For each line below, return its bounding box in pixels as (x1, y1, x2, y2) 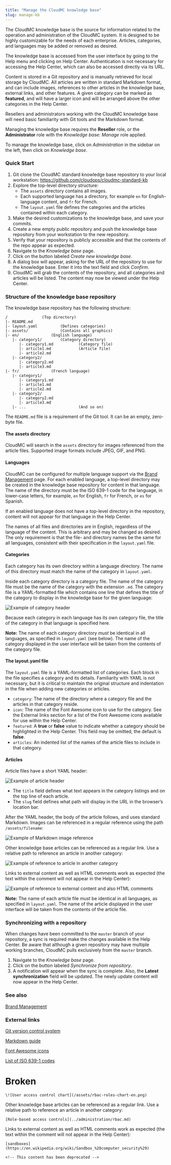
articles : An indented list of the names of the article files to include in (12, 739, 160, 745)
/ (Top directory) (5, 315, 77, 320)
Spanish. (5, 498, 24, 504)
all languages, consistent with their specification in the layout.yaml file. (5, 540, 155, 546)
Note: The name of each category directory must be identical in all (5, 629, 145, 636)
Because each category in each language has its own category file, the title (5, 614, 164, 621)
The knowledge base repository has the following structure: (5, 305, 131, 311)
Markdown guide (5, 1038, 41, 1044)
